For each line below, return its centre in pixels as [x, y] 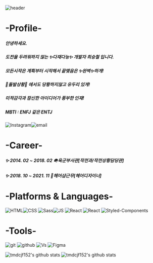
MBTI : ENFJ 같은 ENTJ [29, 112]
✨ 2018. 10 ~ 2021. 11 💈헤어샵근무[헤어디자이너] [54, 176]
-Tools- [21, 231]
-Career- [24, 146]
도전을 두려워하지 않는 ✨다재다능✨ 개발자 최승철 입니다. [60, 57]
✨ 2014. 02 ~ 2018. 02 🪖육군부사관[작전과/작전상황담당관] [65, 160]
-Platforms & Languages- [59, 196]
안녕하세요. [16, 43]
